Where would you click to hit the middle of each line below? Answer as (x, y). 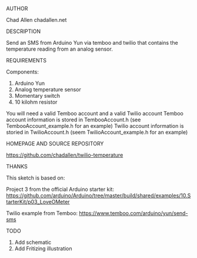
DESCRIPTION (24, 31)
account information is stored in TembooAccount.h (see (74, 120)
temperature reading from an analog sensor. (59, 49)
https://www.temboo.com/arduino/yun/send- (133, 213)
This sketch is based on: (36, 178)
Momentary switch (37, 96)
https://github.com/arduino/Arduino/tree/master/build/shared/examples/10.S (98, 196)
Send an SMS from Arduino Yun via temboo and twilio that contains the (92, 43)
